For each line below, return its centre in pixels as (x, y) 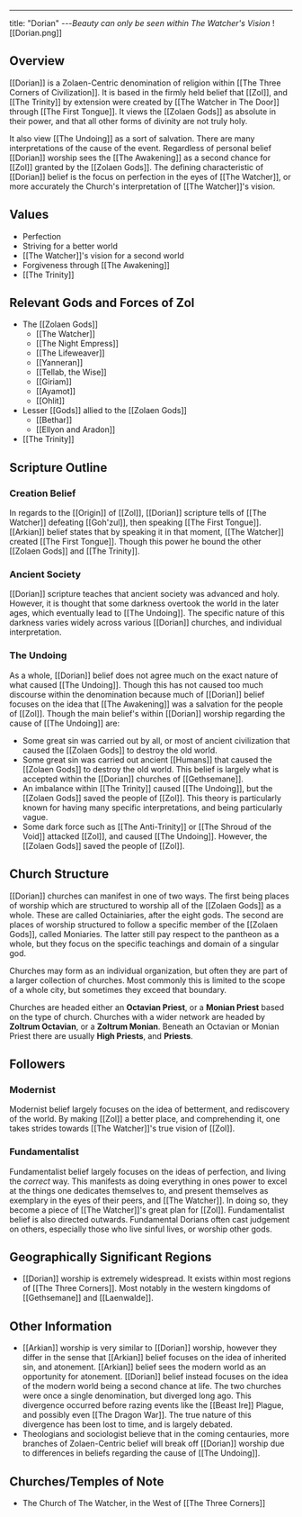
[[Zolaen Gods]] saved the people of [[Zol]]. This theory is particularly (151, 798)
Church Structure (59, 874)
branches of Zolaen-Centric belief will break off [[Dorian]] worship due (153, 1444)
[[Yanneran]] (59, 363)
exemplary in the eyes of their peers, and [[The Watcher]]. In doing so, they (149, 1200)
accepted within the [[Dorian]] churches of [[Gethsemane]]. (133, 779)
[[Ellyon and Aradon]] (75, 429)
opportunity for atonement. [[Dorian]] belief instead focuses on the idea (155, 1377)
